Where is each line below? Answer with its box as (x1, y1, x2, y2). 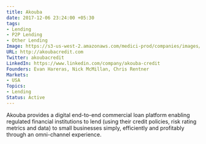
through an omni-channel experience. (6, 131, 102, 138)
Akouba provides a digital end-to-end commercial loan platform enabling (6, 111, 190, 118)
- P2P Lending (6, 32, 43, 38)
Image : (6, 44, 23, 50)
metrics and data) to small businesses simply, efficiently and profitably (6, 124, 185, 132)
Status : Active (6, 94, 45, 100)
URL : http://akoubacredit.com (6, 49, 84, 55)
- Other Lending (6, 37, 48, 44)
